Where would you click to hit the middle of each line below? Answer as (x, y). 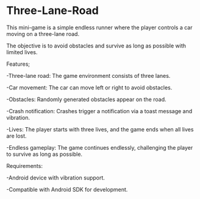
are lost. (16, 136)
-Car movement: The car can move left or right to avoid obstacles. (89, 87)
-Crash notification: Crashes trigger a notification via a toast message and (99, 111)
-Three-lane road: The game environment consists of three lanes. (88, 75)
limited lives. (22, 52)
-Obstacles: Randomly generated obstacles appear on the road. (86, 99)
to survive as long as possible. (45, 154)
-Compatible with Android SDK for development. (67, 189)
